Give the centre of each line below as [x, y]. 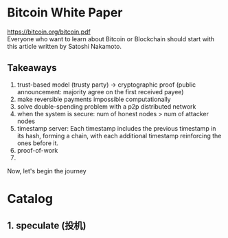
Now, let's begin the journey [47, 171]
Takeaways [32, 68]
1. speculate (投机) [47, 226]
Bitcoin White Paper [65, 13]
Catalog [30, 198]
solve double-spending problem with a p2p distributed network [106, 106]
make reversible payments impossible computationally [94, 99]
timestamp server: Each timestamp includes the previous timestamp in [116, 128]
